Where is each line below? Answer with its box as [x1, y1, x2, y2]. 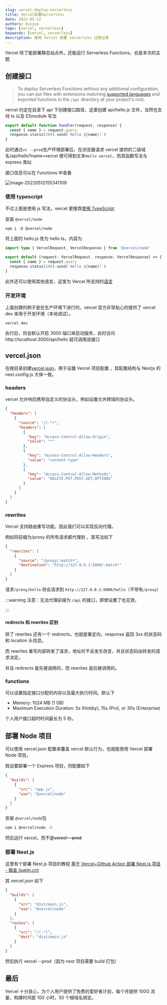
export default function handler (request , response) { [5, 123, 122, 128]
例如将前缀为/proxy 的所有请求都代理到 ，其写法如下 [5, 534, 113, 540]
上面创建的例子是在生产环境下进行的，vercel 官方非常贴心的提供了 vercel [5, 304, 156, 311]
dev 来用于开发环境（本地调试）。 [5, 311, 73, 317]
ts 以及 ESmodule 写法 [10, 113, 57, 119]
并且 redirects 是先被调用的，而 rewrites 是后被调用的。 [5, 665, 120, 671]
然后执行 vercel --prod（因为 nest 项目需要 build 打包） [5, 958, 119, 964]
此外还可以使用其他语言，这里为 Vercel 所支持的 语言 [5, 278, 113, 284]
